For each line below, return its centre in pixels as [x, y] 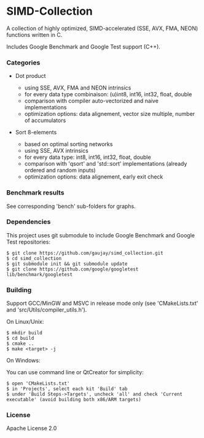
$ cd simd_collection [34, 258]
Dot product [30, 76]
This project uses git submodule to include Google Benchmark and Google [101, 235]
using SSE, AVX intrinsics [57, 151]
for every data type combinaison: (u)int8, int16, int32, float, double [108, 94]
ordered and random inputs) [60, 171]
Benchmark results [35, 193]
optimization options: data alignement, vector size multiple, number [110, 114]
